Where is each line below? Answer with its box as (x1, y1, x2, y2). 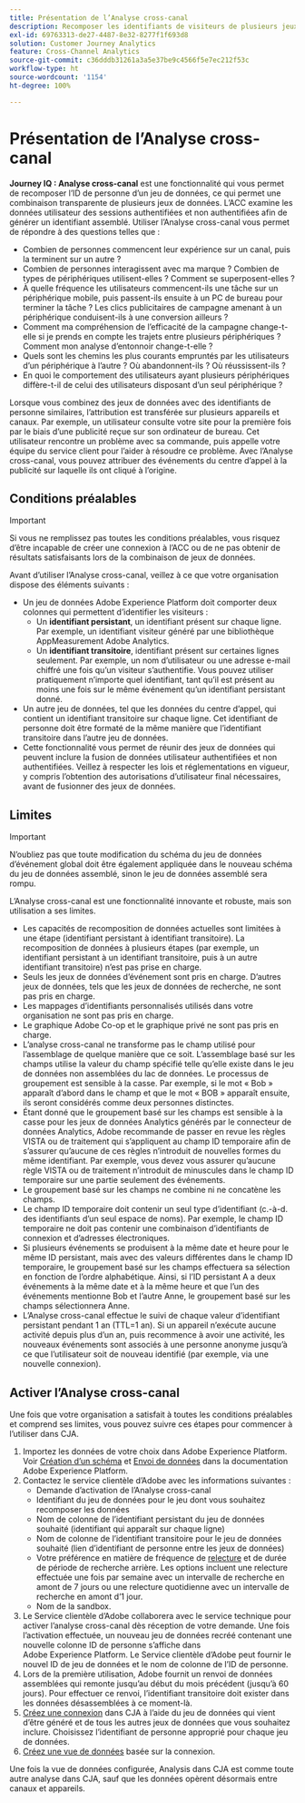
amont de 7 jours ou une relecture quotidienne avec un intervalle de (35, 1582, 290, 1592)
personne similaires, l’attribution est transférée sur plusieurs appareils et (9, 406, 280, 417)
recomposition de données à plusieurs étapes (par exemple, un (22, 942, 260, 953)
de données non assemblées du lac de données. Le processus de (22, 1068, 270, 1079)
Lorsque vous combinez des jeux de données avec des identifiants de (9, 397, 271, 408)
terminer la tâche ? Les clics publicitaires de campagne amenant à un (22, 301, 282, 312)
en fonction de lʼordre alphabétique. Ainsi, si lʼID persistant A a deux (22, 1271, 277, 1282)
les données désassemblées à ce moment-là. (22, 1697, 192, 1708)
